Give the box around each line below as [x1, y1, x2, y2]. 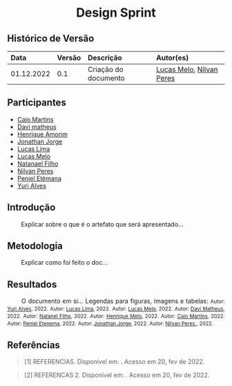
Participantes [7, 97, 67, 109]
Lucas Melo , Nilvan [156, 64, 218, 74]
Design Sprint [75, 5, 157, 21]
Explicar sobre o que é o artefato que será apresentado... [20, 220, 184, 228]
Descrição [87, 53, 122, 62]
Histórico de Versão [7, 33, 95, 44]
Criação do [87, 64, 124, 74]
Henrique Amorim [17, 130, 68, 138]
